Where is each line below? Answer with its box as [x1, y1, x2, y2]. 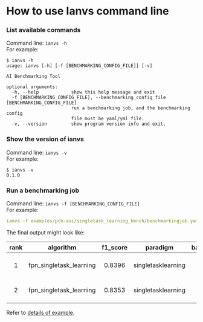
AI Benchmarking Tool [6, 74, 61, 80]
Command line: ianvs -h [6, 39, 68, 47]
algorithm [48, 243, 77, 251]
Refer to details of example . [6, 309, 75, 316]
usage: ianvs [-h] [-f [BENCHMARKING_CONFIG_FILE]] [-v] [6, 63, 153, 69]
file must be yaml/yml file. [71, 116, 145, 122]
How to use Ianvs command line [6, 4, 169, 18]
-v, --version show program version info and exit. [11, 121, 166, 127]
